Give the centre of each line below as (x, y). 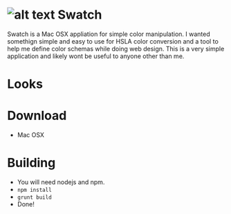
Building (31, 163)
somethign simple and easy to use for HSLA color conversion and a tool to (113, 41)
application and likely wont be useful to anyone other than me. (96, 56)
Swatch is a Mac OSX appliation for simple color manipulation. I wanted (109, 34)
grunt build (34, 197)
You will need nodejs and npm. (61, 182)
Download (37, 116)
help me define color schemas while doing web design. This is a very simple (116, 48)
